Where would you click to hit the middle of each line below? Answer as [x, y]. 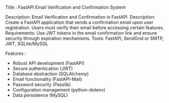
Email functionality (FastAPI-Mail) [47, 79]
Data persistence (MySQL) [40, 95]
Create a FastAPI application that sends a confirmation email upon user [79, 22]
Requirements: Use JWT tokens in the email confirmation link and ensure [81, 33]
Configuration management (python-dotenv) [59, 90]
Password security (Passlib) [41, 84]
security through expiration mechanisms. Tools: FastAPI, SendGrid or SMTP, [85, 38]
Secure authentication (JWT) [43, 68]
